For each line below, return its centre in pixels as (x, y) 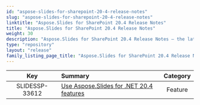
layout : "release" (29, 50)
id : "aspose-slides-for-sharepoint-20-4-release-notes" (77, 12)
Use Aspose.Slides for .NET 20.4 (107, 85)
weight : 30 (20, 34)
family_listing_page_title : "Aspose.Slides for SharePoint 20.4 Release (98, 56)
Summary (75, 76)
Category (177, 76)
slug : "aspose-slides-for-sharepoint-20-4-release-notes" (79, 17)
